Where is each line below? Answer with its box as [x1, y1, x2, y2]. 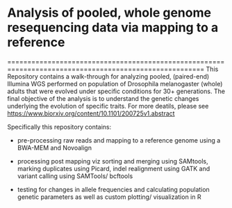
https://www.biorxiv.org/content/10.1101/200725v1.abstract [7, 109, 175, 118]
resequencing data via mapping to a [7, 19, 219, 35]
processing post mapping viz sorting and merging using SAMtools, [17, 157, 208, 165]
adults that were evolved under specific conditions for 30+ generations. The [7, 87, 226, 95]
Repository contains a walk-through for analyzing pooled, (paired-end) [7, 72, 210, 81]
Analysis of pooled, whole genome [7, 5, 212, 21]
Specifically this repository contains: [7, 122, 112, 131]
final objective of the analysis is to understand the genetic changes [7, 94, 199, 102]
